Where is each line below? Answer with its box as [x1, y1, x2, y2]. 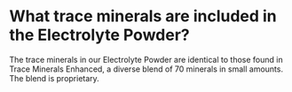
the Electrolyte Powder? [9, 25, 190, 45]
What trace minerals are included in [9, 6, 277, 27]
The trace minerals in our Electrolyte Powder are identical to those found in [9, 54, 283, 65]
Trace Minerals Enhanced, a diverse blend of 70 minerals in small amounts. [9, 64, 284, 74]
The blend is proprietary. [9, 73, 99, 83]
